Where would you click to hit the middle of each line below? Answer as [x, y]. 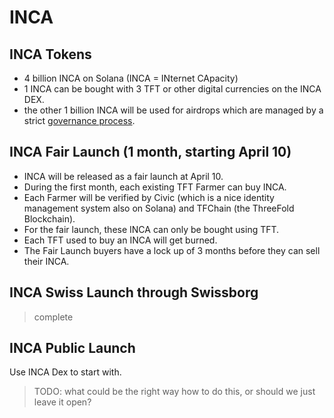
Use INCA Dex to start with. [65, 372]
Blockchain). [49, 218]
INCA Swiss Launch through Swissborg [134, 292]
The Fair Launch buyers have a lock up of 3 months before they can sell [172, 250]
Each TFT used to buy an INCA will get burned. [120, 240]
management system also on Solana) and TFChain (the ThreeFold [159, 208]
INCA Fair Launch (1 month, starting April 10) [150, 152]
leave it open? [62, 402]
